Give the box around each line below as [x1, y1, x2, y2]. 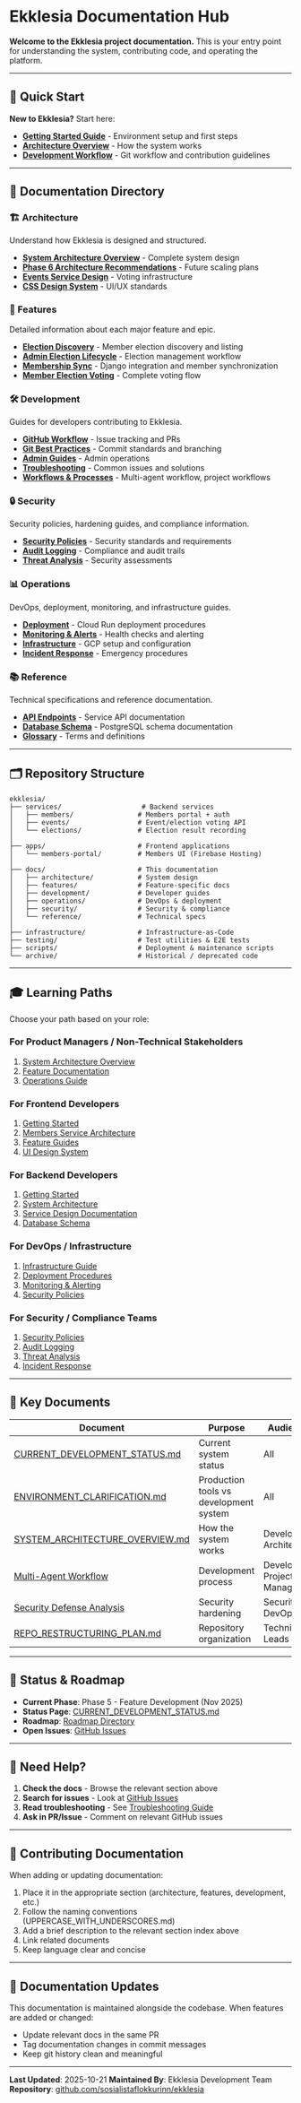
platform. [9, 55, 43, 65]
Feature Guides [21, 1137, 79, 1148]
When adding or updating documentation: [9, 1870, 164, 1881]
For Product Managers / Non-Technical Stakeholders [9, 1035, 244, 1048]
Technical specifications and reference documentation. [9, 694, 213, 705]
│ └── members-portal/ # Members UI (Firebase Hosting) [9, 849, 262, 858]
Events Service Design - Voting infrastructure [21, 272, 193, 282]
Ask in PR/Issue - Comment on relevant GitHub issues [21, 1812, 224, 1822]
